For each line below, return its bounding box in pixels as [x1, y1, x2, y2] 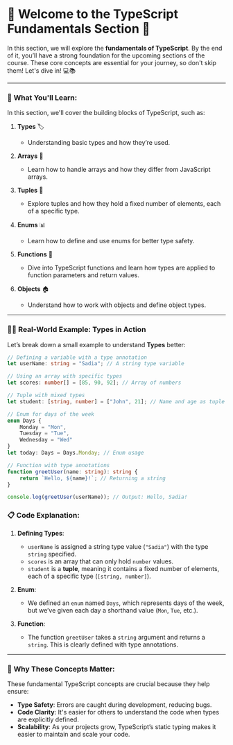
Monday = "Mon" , [19, 423, 67, 430]
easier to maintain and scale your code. [17, 730, 130, 738]
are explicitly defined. [17, 715, 80, 724]
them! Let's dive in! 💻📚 [7, 66, 76, 75]
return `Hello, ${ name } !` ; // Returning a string [19, 475, 166, 482]
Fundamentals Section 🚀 [7, 21, 150, 37]
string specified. [27, 550, 77, 558]
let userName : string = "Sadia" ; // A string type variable [7, 360, 185, 367]
